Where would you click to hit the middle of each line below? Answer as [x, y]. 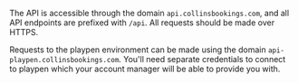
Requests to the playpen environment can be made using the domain [138, 50]
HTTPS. [24, 32]
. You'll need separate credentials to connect [202, 59]
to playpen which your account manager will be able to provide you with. [145, 69]
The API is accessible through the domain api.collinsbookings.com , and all [149, 13]
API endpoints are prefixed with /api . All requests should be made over [142, 23]
